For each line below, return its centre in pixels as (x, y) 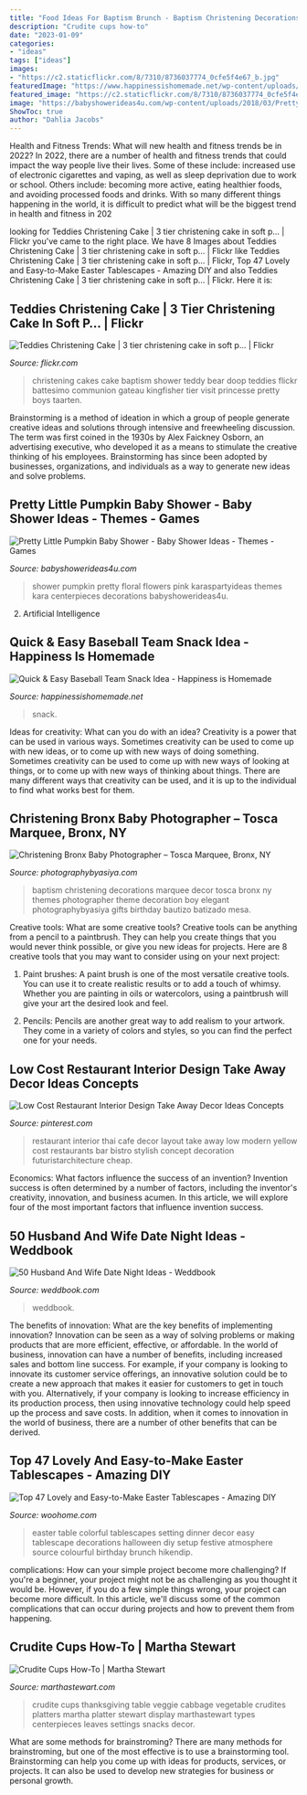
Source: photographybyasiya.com (74, 873)
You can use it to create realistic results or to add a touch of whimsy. (152, 984)
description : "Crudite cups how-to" (79, 27)
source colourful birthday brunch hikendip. (112, 1552)
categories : (32, 43)
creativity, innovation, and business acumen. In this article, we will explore (149, 1197)
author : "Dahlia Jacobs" (57, 120)
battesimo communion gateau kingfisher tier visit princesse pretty (156, 390)
